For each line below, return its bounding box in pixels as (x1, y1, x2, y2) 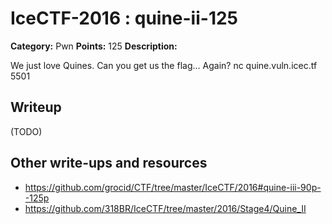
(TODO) (10, 125, 43, 137)
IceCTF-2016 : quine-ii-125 (10, 7, 239, 30)
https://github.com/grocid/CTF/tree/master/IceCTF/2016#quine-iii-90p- (24, 181, 322, 193)
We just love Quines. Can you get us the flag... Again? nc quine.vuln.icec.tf (10, 59, 318, 71)
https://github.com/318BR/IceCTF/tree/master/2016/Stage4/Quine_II (24, 202, 307, 214)
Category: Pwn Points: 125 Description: (10, 40, 178, 52)
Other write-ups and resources (10, 155, 208, 172)
